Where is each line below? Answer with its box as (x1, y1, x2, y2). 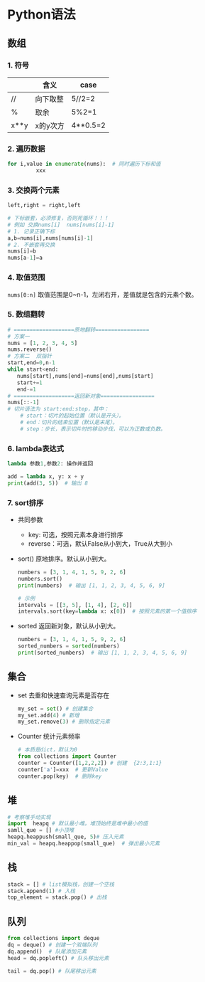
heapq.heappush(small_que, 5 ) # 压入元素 (7, 833, 124, 840)
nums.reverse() (7, 346, 52, 353)
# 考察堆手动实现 (7, 813, 51, 820)
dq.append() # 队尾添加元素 (7, 948, 87, 955)
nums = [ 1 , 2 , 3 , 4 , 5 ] (7, 339, 78, 347)
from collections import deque (7, 935, 100, 942)
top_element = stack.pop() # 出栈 (7, 894, 108, 901)
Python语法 (7, 6, 76, 23)
